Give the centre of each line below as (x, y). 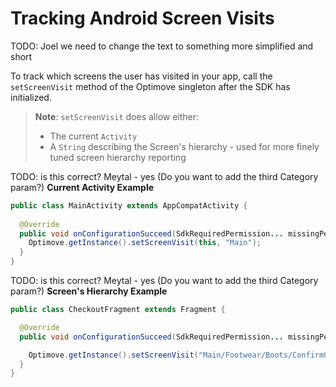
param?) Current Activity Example (82, 187)
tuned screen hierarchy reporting (118, 157)
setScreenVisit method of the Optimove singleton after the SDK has (150, 86)
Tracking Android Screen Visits (142, 18)
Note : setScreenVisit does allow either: (117, 116)
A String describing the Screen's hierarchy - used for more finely (184, 146)
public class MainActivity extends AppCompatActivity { (129, 205)
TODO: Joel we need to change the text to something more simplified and (162, 46)
